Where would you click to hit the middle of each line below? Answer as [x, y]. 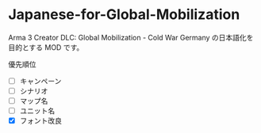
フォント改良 [40, 121]
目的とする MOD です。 [46, 47]
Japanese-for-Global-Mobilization [124, 15]
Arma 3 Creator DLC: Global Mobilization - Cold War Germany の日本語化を [131, 37]
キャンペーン [40, 81]
